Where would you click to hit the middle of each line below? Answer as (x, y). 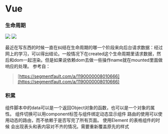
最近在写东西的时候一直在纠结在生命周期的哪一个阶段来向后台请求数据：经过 (84, 48)
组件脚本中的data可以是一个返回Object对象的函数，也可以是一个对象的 (78, 107)
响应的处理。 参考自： (28, 66)
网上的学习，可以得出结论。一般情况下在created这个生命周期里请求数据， (81, 54)
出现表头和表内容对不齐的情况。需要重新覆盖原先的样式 (72, 126)
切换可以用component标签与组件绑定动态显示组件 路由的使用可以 (91, 114)
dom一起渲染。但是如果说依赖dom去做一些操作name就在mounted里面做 (88, 60)
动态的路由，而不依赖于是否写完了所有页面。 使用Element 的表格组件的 (82, 120)
